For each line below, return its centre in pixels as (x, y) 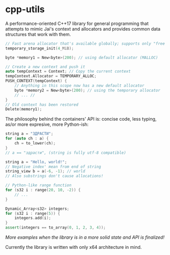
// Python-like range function (38, 185)
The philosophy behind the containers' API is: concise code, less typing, (81, 119)
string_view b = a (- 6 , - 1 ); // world (45, 172)
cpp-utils (25, 9)
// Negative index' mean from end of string (53, 166)
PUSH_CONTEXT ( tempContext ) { (36, 81)
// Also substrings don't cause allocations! (54, 176)
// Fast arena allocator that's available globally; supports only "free (85, 44)
